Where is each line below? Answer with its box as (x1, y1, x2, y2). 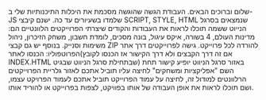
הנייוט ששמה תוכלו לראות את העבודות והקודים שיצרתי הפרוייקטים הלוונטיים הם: (8, 24, 247, 33)
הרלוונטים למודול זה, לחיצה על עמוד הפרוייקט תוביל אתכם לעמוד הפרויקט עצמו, (8, 75, 247, 83)
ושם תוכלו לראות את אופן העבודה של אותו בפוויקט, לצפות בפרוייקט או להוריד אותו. (8, 83, 254, 92)
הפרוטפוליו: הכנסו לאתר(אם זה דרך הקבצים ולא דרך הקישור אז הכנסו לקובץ (8, 49, 233, 58)
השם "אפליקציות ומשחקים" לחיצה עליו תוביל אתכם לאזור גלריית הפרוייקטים (8, 66, 234, 75)
